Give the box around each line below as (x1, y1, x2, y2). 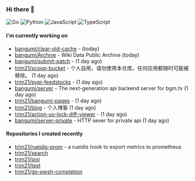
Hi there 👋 (6, 5, 35, 13)
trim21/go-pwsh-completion (14, 168, 83, 175)
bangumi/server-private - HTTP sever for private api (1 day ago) (14, 117, 169, 124)
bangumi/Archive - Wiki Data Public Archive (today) (14, 51, 140, 58)
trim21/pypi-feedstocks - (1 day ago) (14, 78, 103, 86)
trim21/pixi (14, 155, 40, 163)
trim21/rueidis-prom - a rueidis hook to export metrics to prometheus (14, 143, 182, 150)
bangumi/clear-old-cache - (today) (14, 45, 100, 52)
